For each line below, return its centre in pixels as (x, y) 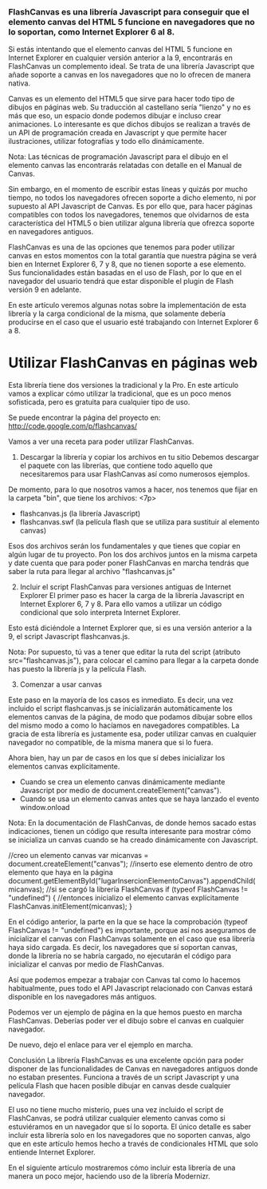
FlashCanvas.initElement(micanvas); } (71, 907)
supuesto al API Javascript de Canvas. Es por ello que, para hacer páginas (131, 206)
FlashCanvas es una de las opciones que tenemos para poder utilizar (122, 247)
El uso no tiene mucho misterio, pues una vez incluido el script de (116, 1110)
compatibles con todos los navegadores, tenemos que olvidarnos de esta (129, 215)
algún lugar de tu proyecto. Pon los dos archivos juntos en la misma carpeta (133, 555)
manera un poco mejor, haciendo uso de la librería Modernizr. (109, 1176)
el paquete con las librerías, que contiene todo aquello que (116, 465)
